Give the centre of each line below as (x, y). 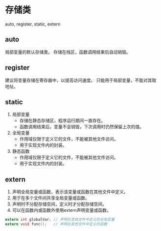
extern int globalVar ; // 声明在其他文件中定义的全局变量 (60, 220)
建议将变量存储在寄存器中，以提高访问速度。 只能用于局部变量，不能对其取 (81, 80)
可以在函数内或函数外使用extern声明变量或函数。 (61, 210)
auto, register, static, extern (33, 24)
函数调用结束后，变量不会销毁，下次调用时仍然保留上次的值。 (82, 127)
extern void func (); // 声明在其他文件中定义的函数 (56, 224)
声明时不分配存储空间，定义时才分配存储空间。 (59, 204)
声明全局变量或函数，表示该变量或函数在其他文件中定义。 (70, 192)
